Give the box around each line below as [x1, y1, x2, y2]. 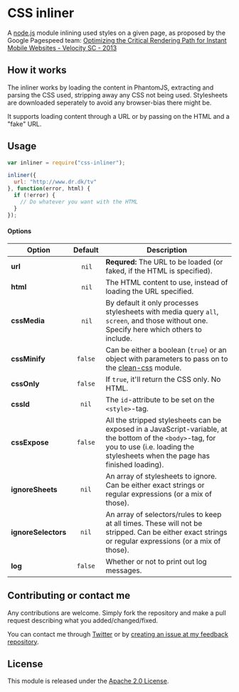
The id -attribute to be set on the [105, 395, 215, 405]
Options [7, 227, 32, 235]
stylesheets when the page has [105, 450, 210, 460]
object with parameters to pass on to [105, 353, 228, 363]
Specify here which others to [105, 324, 203, 334]
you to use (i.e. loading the [105, 442, 194, 452]
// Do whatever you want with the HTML [20, 198, 139, 206]
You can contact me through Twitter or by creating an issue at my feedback [7, 629, 229, 638]
